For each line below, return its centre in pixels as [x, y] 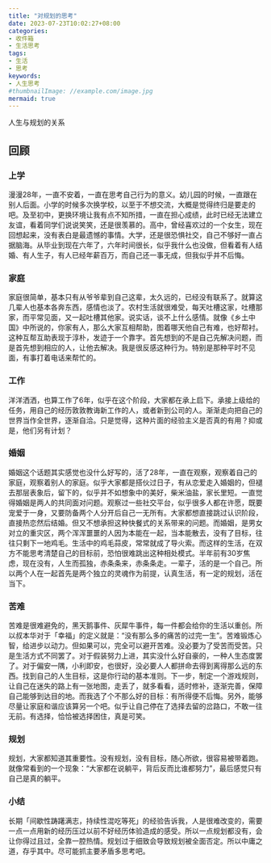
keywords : [25, 76]
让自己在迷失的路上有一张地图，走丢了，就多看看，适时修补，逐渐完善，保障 [135, 686]
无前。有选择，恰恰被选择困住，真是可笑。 [79, 717]
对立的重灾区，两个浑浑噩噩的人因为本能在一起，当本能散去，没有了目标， [132, 533]
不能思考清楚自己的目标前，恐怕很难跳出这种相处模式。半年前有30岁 [129, 553]
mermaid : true [32, 99]
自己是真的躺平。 [37, 779]
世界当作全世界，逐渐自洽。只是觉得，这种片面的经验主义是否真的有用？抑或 [135, 420]
